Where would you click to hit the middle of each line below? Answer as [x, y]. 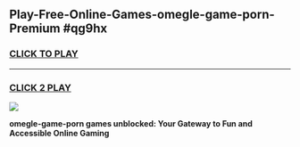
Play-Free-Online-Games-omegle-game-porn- [142, 15]
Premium [35, 29]
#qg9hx [85, 29]
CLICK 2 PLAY [40, 87]
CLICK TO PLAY [44, 54]
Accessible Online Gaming [59, 133]
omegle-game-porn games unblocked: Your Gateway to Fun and [131, 123]
